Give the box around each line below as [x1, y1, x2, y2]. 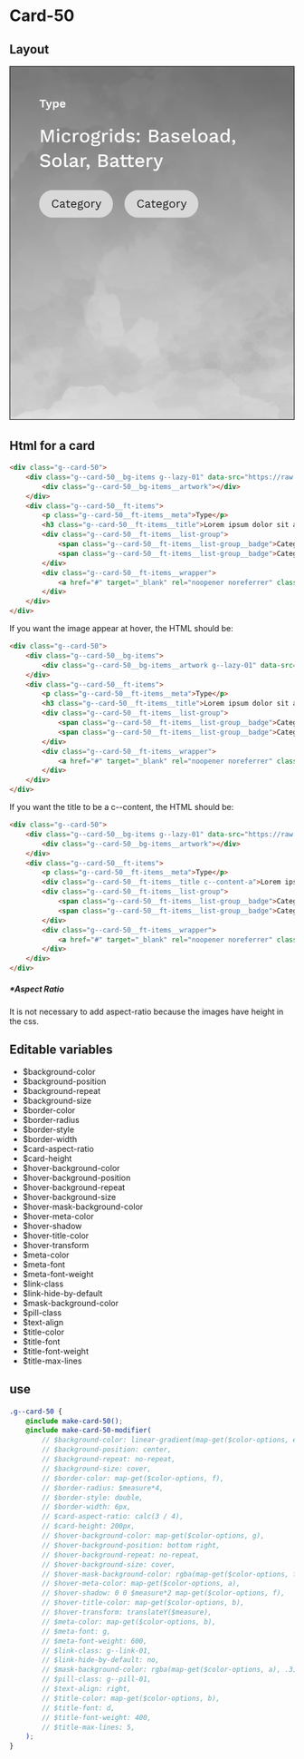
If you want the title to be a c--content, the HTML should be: [9, 802, 234, 813]
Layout [9, 42, 50, 57]
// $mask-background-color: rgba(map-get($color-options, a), [42, 1666, 281, 1675]
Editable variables [9, 1042, 113, 1058]
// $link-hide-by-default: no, [42, 1656, 160, 1665]
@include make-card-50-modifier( [25, 1426, 152, 1435]
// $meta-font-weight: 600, [42, 1637, 147, 1646]
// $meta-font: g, [42, 1627, 111, 1636]
